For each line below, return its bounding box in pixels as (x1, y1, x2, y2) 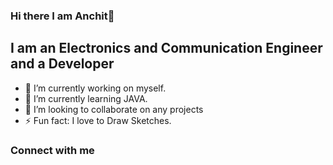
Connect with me (10, 143, 95, 157)
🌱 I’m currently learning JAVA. (24, 92, 148, 104)
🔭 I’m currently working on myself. (24, 82, 167, 94)
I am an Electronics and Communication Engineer (10, 40, 323, 57)
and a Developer (10, 55, 115, 73)
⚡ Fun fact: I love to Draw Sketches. (24, 114, 172, 126)
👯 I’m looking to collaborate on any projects (24, 103, 204, 115)
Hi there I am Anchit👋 (10, 9, 115, 23)
